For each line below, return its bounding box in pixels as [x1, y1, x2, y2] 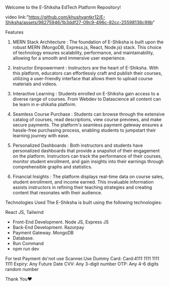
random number [5, 266, 39, 272]
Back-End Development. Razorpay [12, 224, 84, 230]
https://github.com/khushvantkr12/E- [28, 14, 105, 20]
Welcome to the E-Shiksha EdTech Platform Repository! [5, 5, 121, 10]
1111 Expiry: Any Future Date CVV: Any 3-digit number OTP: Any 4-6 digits [5, 261, 159, 267]
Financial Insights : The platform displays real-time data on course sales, [12, 174, 164, 180]
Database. [12, 235, 34, 241]
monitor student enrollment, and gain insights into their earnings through [12, 158, 164, 164]
